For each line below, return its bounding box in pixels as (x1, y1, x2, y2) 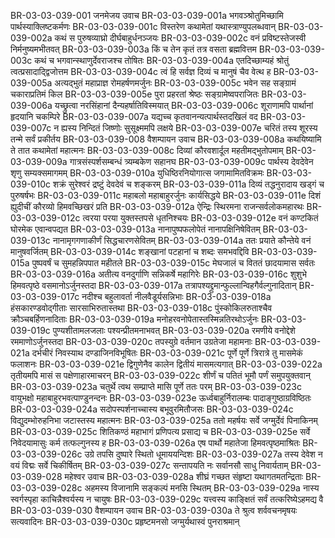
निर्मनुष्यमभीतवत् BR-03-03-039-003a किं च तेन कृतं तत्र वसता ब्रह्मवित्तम (10, 43, 257, 55)
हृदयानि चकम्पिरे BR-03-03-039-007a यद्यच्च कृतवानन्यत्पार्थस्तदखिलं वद (10, 111, 258, 122)
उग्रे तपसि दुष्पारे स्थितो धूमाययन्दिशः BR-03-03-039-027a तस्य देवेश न (84, 448, 323, 460)
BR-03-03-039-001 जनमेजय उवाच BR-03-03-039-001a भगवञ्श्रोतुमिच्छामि (10, 10, 284, 21)
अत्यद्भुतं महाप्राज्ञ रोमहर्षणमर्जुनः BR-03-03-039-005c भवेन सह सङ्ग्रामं (54, 77, 297, 89)
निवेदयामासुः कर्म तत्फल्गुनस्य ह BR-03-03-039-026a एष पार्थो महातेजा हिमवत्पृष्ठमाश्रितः (10, 437, 301, 449)
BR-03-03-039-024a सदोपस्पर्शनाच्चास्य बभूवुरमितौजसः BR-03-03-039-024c (10, 403, 294, 415)
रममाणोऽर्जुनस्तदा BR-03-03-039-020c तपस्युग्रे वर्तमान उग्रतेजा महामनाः (10, 336, 253, 347)
